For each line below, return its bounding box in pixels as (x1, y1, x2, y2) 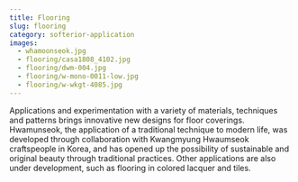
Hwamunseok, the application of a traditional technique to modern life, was (9, 123, 288, 135)
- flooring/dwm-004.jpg (17, 64, 106, 73)
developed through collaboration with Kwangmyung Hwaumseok (9, 133, 249, 144)
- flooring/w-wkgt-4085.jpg (17, 80, 123, 89)
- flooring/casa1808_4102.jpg (17, 55, 131, 64)
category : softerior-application (9, 30, 135, 39)
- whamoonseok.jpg (17, 47, 87, 56)
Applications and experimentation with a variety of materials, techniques (9, 105, 278, 115)
